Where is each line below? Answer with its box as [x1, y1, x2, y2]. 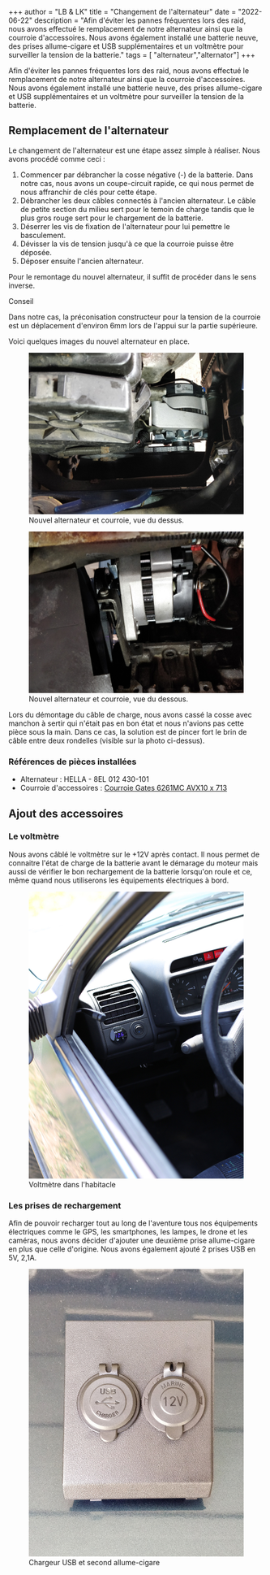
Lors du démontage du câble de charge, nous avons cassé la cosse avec [8, 709, 253, 719]
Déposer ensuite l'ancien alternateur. [19, 256, 144, 266]
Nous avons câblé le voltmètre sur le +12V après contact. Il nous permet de [8, 849, 260, 859]
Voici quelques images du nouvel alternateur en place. [8, 336, 191, 346]
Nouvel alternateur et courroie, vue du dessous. [28, 694, 189, 704]
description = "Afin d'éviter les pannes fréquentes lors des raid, [34, 15, 246, 25]
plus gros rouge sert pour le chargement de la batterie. [19, 213, 204, 223]
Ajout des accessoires [8, 806, 124, 820]
